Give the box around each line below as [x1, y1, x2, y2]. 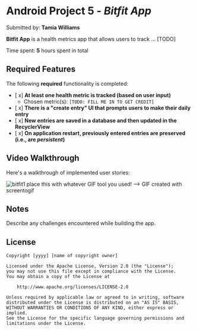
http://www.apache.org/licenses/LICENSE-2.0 [17, 284, 129, 290]
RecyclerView [14, 123, 50, 130]
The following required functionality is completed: [6, 80, 129, 87]
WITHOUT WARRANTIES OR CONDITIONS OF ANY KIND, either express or [6, 305, 174, 311]
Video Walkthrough [6, 153, 80, 163]
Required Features [6, 64, 76, 74]
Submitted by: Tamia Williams [6, 24, 80, 31]
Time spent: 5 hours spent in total [6, 46, 89, 54]
